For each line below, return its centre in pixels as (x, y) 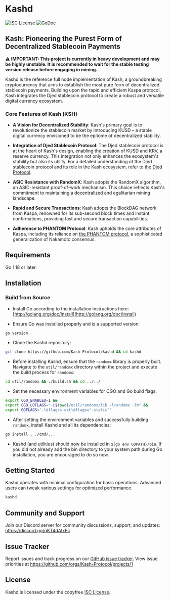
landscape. (24, 198)
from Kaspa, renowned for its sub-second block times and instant (81, 213)
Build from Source (28, 298)
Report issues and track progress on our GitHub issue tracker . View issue (81, 559)
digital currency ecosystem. (34, 101)
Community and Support (45, 513)
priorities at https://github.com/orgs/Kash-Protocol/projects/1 (69, 564)
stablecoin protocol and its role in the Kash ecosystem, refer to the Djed (87, 167)
